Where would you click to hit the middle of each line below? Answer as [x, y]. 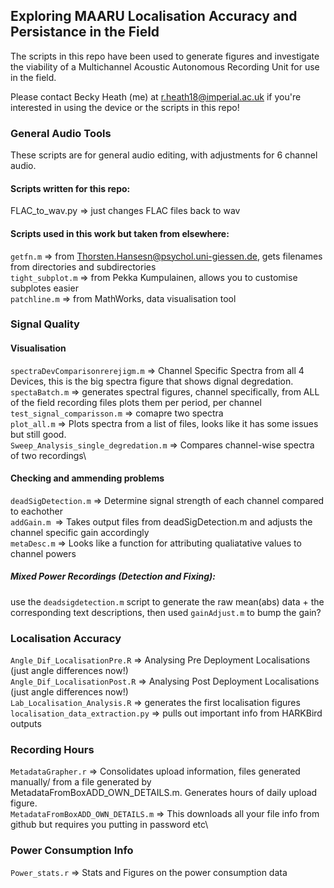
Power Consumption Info [72, 851]
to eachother [36, 511]
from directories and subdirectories [83, 266]
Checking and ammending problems [87, 478]
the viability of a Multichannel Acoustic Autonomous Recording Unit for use [165, 66]
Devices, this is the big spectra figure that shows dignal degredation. [152, 381]
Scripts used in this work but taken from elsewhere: [120, 233]
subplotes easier [44, 288]
